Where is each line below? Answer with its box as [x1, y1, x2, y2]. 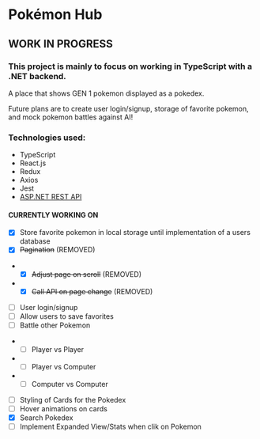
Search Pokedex [19, 413, 73, 422]
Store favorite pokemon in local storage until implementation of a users [19, 228, 251, 237]
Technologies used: [8, 132, 86, 143]
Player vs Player [31, 344, 85, 354]
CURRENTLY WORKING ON [8, 210, 99, 219]
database [19, 237, 51, 246]
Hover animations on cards [19, 404, 108, 414]
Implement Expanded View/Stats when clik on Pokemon [19, 422, 202, 432]
